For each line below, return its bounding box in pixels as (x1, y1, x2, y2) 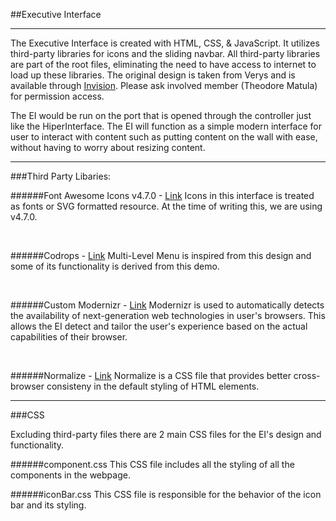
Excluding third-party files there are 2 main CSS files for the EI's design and (10, 429, 322, 440)
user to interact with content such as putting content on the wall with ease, (10, 131, 318, 143)
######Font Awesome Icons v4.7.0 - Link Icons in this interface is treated (10, 190, 315, 201)
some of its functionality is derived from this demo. (10, 260, 220, 272)
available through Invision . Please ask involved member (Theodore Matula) (10, 80, 318, 91)
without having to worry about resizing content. (10, 142, 206, 153)
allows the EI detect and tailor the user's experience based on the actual (10, 320, 308, 332)
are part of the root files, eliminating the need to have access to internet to (10, 59, 317, 70)
